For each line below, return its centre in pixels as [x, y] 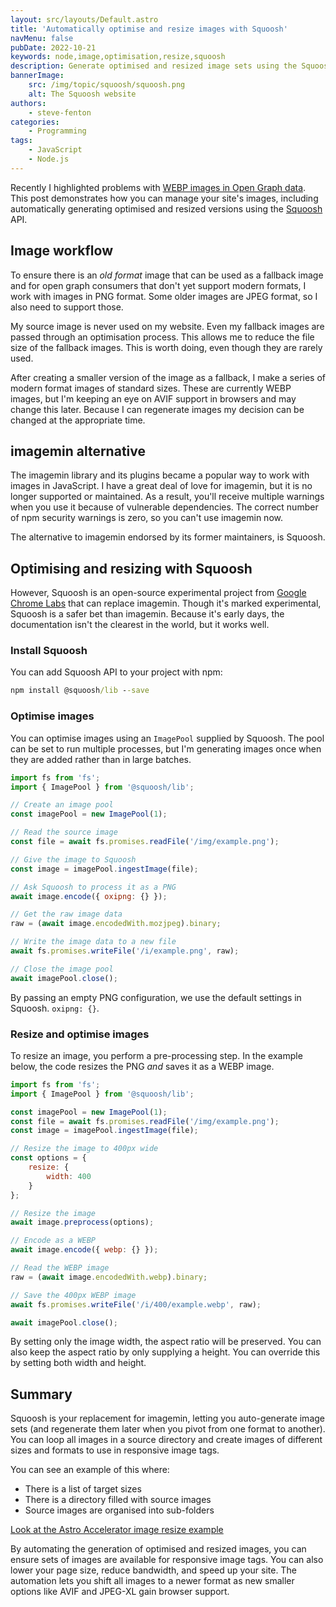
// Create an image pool [62, 805]
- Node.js [49, 159]
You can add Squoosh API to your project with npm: [116, 672]
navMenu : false [42, 38]
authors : [28, 103]
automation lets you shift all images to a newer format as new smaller [152, 1581]
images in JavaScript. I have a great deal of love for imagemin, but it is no [161, 486]
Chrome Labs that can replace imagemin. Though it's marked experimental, [166, 603]
